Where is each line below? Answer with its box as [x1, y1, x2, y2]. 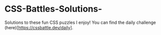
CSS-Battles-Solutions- [4, 3, 103, 15]
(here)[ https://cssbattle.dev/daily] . [4, 24, 73, 30]
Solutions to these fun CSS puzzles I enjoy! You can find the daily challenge [4, 19, 156, 25]
